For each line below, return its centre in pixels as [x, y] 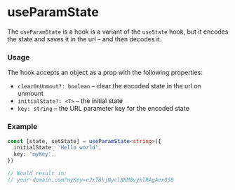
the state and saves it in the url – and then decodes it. [85, 39]
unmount [31, 94]
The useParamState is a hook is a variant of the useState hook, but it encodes [118, 32]
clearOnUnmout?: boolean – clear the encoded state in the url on [109, 86]
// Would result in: [38, 174]
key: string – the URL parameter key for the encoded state [103, 109]
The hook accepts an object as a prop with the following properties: [105, 73]
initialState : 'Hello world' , [58, 148]
